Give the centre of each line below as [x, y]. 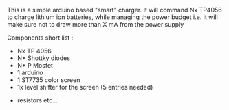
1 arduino [30, 72]
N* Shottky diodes [44, 58]
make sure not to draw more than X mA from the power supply [96, 24]
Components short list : [40, 38]
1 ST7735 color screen [48, 80]
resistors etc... [37, 100]
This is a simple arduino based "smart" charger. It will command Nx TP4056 [115, 10]
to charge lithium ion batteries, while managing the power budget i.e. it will [112, 17]
